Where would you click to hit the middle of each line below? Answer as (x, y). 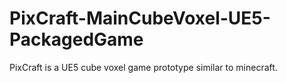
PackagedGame (76, 39)
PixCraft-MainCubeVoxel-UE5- (140, 18)
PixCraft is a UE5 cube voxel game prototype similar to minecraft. (143, 67)
